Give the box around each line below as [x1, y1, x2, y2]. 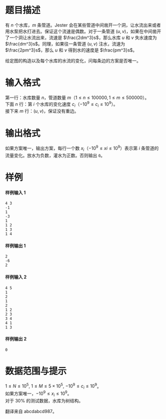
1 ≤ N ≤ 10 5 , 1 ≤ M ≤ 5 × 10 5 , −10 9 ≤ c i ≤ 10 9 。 [5, 382, 101, 390]
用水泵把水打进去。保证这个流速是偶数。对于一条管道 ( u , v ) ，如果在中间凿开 [5, 28, 161, 34]
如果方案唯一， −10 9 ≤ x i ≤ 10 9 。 [5, 389, 72, 397]
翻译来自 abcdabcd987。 [5, 408, 57, 414]
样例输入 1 [5, 189, 26, 195]
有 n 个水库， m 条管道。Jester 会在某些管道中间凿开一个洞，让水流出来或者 [5, 22, 161, 28]
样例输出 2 [5, 336, 27, 342]
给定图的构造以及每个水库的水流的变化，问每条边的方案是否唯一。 [5, 57, 141, 63]
